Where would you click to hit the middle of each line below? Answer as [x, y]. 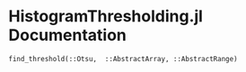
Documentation [68, 35]
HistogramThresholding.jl [106, 16]
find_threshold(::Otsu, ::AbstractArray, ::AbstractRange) [123, 59]
